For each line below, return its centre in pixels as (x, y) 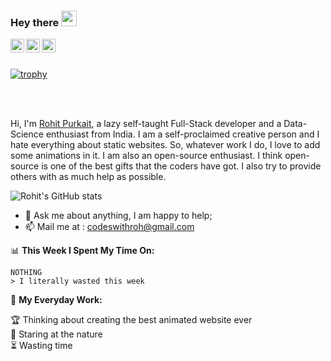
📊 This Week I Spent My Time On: (82, 251)
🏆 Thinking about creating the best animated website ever (131, 320)
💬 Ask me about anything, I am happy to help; (118, 216)
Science (27, 134)
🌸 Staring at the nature (56, 334)
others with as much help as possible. (88, 177)
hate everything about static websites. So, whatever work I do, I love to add (165, 145)
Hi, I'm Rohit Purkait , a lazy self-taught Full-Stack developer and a (146, 124)
